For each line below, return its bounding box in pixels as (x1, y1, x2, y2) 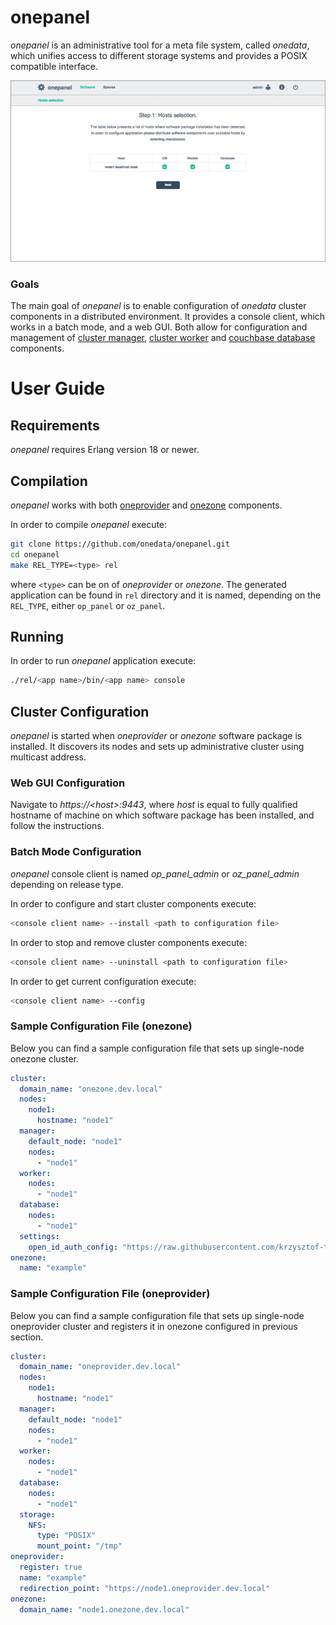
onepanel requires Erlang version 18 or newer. (10, 444, 200, 456)
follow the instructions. (10, 820, 105, 832)
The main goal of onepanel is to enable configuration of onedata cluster (10, 300, 307, 312)
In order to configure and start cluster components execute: (10, 897, 257, 910)
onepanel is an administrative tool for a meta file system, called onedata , (10, 39, 310, 51)
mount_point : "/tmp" (36, 1541, 123, 1551)
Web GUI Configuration (10, 776, 126, 790)
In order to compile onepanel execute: (10, 519, 168, 531)
